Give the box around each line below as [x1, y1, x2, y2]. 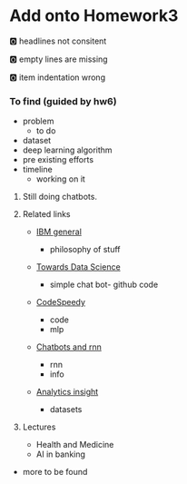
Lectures [22, 421, 56, 432]
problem [22, 115, 54, 127]
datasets [49, 404, 83, 415]
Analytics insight [35, 387, 99, 398]
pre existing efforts [22, 154, 93, 165]
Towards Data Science [35, 262, 121, 272]
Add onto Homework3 [9, 5, 179, 26]
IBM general [35, 226, 82, 237]
